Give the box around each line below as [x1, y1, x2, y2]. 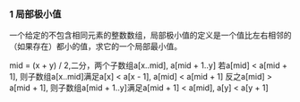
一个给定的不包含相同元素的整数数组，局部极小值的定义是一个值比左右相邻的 [9, 30, 292, 41]
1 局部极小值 [9, 7, 62, 20]
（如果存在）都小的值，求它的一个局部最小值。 [9, 41, 182, 52]
